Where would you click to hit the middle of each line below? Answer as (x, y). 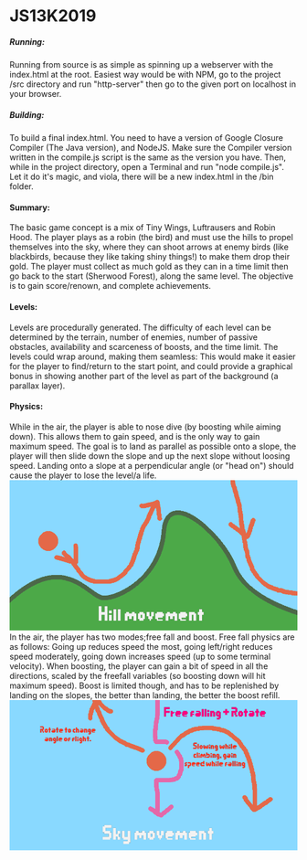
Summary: (30, 207)
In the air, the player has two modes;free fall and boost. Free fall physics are (152, 637)
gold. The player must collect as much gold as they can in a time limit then (149, 267)
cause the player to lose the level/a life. (83, 475)
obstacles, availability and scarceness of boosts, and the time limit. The (144, 346)
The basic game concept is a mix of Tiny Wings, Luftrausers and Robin (143, 228)
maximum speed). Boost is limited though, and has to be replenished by (144, 685)
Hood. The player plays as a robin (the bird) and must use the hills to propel (152, 238)
